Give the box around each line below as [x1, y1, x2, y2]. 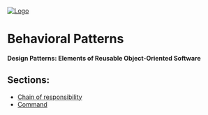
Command [17, 100, 47, 108]
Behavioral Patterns [7, 31, 124, 47]
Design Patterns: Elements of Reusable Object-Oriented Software [7, 54, 201, 62]
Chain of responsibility [17, 93, 82, 101]
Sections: [7, 74, 50, 86]
